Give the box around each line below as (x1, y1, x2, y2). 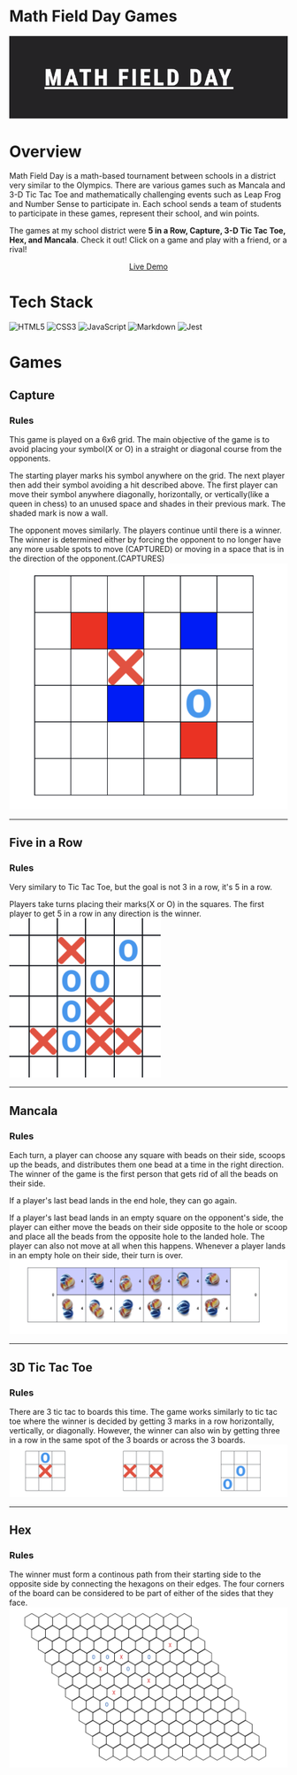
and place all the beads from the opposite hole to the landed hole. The (9, 1231, 265, 1241)
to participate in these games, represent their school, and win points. (9, 208, 260, 219)
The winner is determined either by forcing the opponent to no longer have (9, 534, 281, 545)
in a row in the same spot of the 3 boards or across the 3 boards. (9, 1435, 246, 1445)
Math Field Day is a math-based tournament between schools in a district (9, 171, 277, 181)
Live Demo (129, 261, 168, 272)
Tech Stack (9, 292, 94, 312)
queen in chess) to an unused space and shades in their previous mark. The (9, 498, 286, 510)
